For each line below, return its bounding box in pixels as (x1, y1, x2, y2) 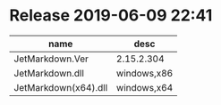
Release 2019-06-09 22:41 (9, 5, 213, 26)
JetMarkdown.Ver (13, 52, 89, 65)
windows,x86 (115, 67, 174, 79)
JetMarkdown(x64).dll (13, 81, 108, 93)
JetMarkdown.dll (13, 67, 85, 79)
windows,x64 (115, 81, 174, 93)
